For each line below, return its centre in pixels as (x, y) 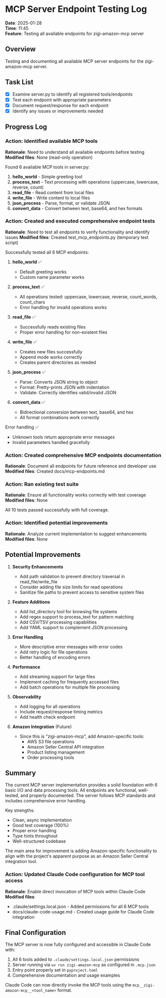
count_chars (32, 302)
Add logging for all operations (50, 706)
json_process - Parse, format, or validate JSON (61, 203)
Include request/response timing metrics (61, 712)
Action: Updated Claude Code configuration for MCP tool (75, 875)
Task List (19, 82)
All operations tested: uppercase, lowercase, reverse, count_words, (88, 297)
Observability (27, 697)
